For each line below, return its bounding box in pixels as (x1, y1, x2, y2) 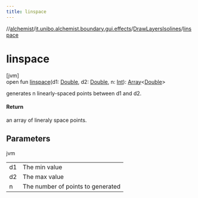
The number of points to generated (23, 182, 121, 190)
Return (6, 103, 24, 111)
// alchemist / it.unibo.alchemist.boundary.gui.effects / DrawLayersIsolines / (6, 25, 184, 32)
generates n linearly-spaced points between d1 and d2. (6, 90, 142, 97)
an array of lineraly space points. (6, 117, 87, 124)
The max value (23, 172, 64, 181)
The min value (23, 163, 63, 171)
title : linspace (6, 8, 47, 15)
